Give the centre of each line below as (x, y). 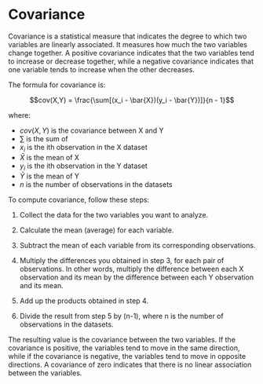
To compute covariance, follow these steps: (79, 199)
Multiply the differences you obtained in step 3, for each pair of (122, 260)
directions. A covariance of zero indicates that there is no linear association (130, 364)
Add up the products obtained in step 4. (84, 301)
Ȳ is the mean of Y (49, 176)
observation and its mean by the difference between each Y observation (137, 277)
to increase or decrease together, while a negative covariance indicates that (131, 61)
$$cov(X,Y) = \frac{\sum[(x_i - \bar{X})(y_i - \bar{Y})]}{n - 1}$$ (132, 100)
